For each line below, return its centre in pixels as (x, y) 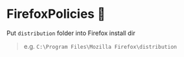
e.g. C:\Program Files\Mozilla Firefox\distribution (100, 46)
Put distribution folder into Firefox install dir (71, 33)
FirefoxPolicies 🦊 (56, 14)
